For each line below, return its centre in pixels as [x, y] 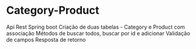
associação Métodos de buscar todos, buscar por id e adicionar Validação [98, 33]
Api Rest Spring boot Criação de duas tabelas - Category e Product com [96, 27]
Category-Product [53, 10]
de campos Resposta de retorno [46, 39]
